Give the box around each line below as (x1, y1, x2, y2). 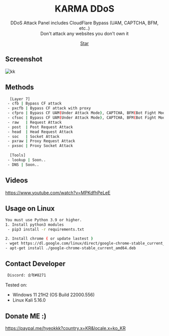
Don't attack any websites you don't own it (40, 30, 129, 36)
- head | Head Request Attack (7, 129, 73, 134)
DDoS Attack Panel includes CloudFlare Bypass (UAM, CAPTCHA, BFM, (10, 20, 159, 26)
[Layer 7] (10, 97, 30, 102)
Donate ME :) (5, 312, 47, 320)
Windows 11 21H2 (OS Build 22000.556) (12, 292, 95, 298)
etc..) (79, 25, 90, 31)
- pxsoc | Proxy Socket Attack (7, 143, 73, 149)
